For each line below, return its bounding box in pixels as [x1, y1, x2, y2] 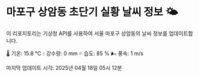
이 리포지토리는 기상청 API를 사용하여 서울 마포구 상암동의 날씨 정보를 [6, 30, 168, 37]
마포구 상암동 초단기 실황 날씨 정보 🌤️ [6, 5, 178, 19]
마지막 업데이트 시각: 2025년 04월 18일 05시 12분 [6, 64, 123, 71]
